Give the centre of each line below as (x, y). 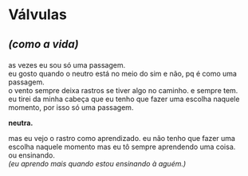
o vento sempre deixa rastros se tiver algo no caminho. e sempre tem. (123, 90)
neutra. (21, 123)
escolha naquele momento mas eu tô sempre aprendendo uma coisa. (122, 147)
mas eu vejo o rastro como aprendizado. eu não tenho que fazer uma (122, 138)
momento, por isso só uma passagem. (71, 107)
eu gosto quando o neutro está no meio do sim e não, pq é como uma (123, 73)
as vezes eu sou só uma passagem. (67, 65)
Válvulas (38, 15)
